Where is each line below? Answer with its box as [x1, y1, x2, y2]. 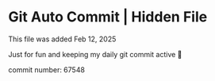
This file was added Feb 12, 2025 [8, 34, 117, 44]
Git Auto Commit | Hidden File [8, 8, 208, 26]
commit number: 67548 [8, 64, 86, 75]
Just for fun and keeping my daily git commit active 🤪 [8, 49, 182, 59]
